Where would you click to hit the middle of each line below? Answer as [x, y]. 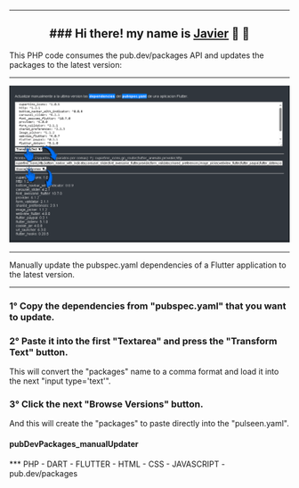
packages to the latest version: [66, 64]
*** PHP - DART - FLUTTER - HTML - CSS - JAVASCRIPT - [117, 464]
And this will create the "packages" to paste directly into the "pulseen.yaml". [149, 424]
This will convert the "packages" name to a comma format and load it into [144, 372]
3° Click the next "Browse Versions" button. [106, 404]
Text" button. [39, 352]
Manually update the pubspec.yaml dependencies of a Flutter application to [148, 265]
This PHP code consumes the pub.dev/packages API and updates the [137, 55]
